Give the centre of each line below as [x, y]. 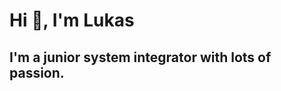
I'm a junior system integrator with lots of [140, 57]
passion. [37, 72]
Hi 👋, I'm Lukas [72, 20]
